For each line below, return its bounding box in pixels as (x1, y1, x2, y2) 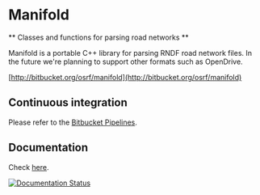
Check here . (8, 162, 49, 172)
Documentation (8, 141, 89, 155)
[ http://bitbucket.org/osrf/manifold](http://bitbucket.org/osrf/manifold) (8, 72, 242, 82)
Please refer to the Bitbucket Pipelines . (8, 117, 137, 127)
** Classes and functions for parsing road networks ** (8, 32, 190, 42)
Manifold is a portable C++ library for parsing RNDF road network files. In (8, 48, 253, 57)
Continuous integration (8, 95, 128, 110)
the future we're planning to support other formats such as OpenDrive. (8, 57, 244, 66)
